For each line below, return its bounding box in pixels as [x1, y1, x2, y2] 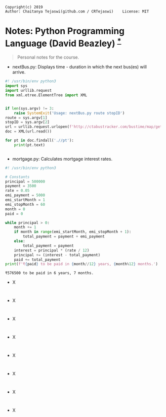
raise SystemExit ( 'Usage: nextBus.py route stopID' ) [14, 111, 125, 116]
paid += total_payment [14, 257, 61, 262]
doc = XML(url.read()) [5, 129, 52, 134]
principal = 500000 [5, 179, 45, 184]
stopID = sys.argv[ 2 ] [5, 119, 50, 125]
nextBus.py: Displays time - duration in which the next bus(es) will [12, 64, 147, 70]
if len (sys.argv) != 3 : [5, 106, 54, 111]
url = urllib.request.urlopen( [5, 124, 70, 129]
